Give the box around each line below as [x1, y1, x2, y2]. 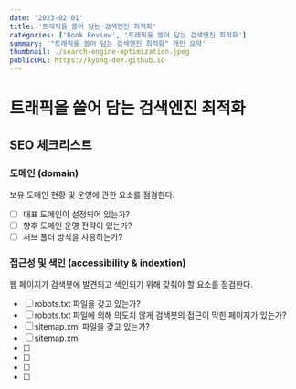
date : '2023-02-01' [9, 13, 84, 23]
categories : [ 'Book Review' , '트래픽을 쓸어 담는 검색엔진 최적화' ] [9, 30, 247, 39]
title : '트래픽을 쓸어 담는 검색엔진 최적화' [9, 22, 157, 31]
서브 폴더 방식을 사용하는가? [22, 232, 123, 242]
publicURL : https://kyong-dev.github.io [9, 56, 166, 65]
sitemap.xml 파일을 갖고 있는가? [34, 321, 151, 332]
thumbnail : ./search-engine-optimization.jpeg [9, 47, 190, 57]
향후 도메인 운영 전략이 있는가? [22, 220, 132, 231]
